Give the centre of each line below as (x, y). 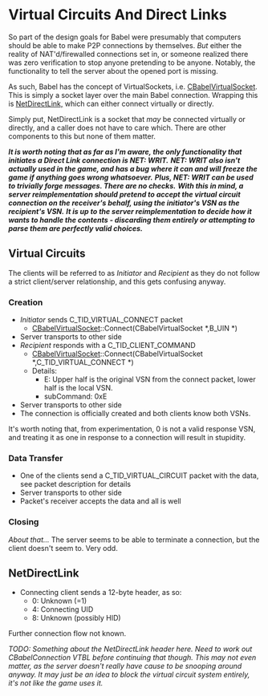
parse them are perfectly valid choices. (75, 228)
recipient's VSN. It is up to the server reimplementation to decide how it (130, 211)
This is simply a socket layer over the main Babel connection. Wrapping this (133, 95)
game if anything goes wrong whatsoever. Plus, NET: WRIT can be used (131, 177)
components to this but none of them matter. (82, 136)
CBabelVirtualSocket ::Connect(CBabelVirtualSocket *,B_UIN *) (135, 328)
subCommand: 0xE (75, 397)
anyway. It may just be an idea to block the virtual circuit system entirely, (129, 674)
